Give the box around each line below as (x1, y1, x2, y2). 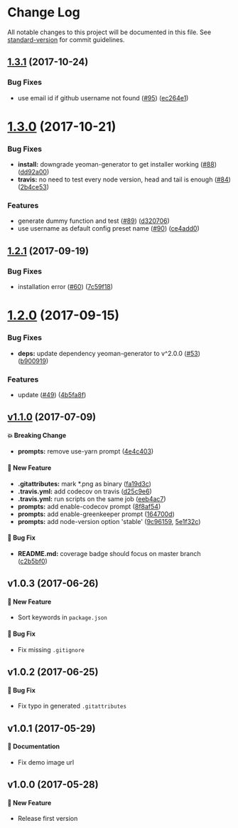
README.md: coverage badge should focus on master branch (17, 549, 201, 557)
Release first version (17, 814, 78, 823)
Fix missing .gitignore (17, 645, 85, 654)
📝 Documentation (7, 742, 60, 751)
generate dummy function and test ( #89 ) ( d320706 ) (17, 216, 171, 225)
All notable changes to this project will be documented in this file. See (7, 28, 212, 36)
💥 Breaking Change (7, 431, 67, 439)
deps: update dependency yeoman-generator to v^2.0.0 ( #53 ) (17, 349, 201, 357)
